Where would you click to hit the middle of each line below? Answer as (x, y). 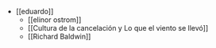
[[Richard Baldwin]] (59, 36)
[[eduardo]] (35, 11)
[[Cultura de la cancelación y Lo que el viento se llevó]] (118, 28)
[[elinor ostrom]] (54, 20)
